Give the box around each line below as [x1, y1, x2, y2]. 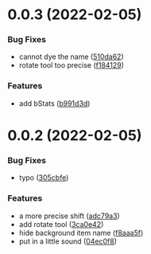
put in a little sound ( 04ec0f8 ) [18, 236, 117, 246]
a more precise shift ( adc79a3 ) [18, 211, 120, 221]
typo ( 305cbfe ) [18, 173, 69, 182]
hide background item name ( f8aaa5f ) [18, 228, 144, 237]
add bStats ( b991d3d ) [18, 98, 91, 108]
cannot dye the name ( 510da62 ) [18, 52, 124, 61]
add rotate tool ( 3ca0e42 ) [18, 219, 104, 229]
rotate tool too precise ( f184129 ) [18, 61, 125, 70]
